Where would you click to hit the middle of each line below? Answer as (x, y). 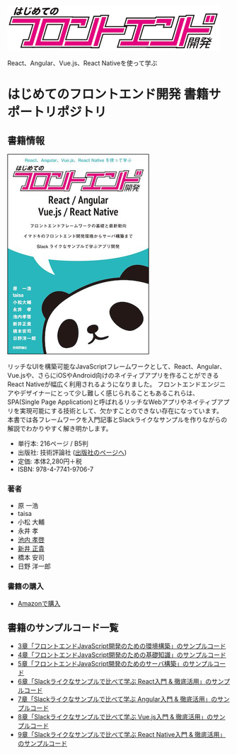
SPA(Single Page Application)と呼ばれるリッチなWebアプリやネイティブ (112, 402)
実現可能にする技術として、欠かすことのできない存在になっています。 (121, 411)
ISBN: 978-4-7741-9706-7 (56, 469)
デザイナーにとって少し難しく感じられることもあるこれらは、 (109, 393)
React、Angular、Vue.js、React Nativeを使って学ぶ (82, 63)
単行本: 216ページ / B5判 (53, 444)
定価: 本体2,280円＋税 (50, 461)
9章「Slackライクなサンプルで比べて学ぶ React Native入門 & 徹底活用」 (122, 735)
